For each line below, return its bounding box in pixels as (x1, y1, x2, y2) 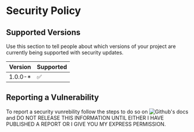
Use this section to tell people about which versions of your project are (6, 43, 176, 50)
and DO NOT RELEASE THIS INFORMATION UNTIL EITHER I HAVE (6, 114, 164, 121)
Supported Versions (6, 27, 80, 37)
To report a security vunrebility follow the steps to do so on (6, 108, 148, 115)
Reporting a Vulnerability (6, 92, 99, 103)
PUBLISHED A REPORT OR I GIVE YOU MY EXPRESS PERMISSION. (6, 120, 166, 127)
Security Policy (6, 4, 82, 18)
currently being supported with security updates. (6, 49, 124, 56)
